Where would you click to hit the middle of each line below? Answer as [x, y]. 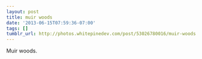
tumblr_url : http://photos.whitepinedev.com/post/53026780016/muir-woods [101, 34]
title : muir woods [29, 17]
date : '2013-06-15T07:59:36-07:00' [51, 23]
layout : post [23, 12]
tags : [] [17, 28]
